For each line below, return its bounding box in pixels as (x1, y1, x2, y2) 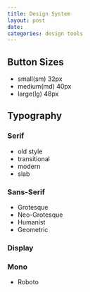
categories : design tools (7, 30, 83, 37)
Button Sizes (7, 56, 65, 68)
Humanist (17, 218, 46, 227)
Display (7, 243, 34, 253)
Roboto (17, 278, 39, 286)
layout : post (7, 17, 46, 24)
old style (17, 147, 43, 155)
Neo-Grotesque (17, 210, 63, 219)
